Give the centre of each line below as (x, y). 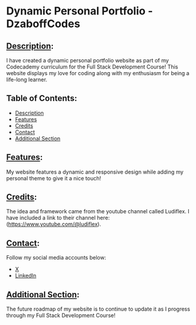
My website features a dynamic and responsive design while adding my (95, 172)
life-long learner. (27, 80)
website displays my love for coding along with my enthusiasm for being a (98, 73)
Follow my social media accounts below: (56, 258)
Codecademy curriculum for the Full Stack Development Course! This (92, 67)
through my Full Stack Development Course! (61, 315)
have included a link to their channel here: (58, 218)
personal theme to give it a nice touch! (54, 178)
